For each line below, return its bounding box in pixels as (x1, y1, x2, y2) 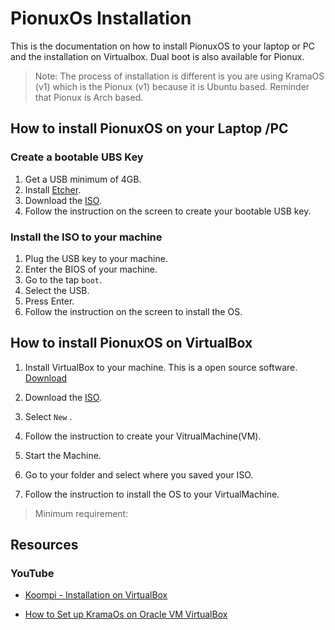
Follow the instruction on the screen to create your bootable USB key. (24, 205, 312, 217)
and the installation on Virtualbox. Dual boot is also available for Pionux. (10, 50, 305, 62)
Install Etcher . (24, 183, 82, 196)
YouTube (10, 567, 55, 581)
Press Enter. (24, 295, 75, 307)
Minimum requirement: (34, 507, 129, 519)
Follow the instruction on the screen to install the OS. (24, 305, 243, 317)
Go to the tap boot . (24, 273, 103, 286)
